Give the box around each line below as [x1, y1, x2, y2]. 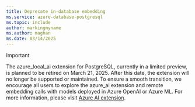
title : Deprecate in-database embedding [6, 8, 106, 15]
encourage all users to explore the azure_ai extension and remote [6, 82, 163, 88]
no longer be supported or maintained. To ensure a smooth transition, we [6, 75, 182, 82]
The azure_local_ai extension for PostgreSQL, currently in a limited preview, [6, 63, 188, 70]
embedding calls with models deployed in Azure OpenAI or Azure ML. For [6, 88, 183, 95]
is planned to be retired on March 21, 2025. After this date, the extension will [6, 70, 190, 76]
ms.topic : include [6, 19, 51, 25]
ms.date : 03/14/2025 [6, 36, 57, 42]
